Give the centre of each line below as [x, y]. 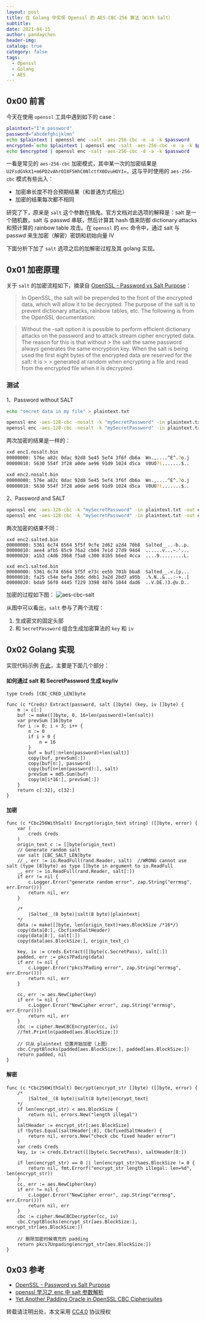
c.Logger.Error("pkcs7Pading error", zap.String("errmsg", [105, 968]
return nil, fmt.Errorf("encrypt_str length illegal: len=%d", [110, 1168]
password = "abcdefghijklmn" [41, 134]
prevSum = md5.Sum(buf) [58, 774]
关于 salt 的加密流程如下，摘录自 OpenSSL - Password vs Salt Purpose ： [99, 286]
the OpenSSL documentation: [58, 317]
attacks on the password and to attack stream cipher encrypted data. [108, 336]
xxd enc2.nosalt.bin [33, 474]
